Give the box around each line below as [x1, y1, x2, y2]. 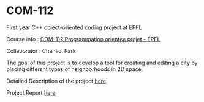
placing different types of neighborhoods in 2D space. [6, 65, 143, 73]
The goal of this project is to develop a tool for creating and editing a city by [6, 59, 198, 66]
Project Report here [6, 89, 56, 96]
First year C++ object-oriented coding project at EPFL [6, 24, 142, 31]
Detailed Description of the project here [6, 77, 107, 84]
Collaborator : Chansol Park [6, 47, 77, 55]
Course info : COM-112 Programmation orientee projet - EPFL [6, 35, 161, 42]
